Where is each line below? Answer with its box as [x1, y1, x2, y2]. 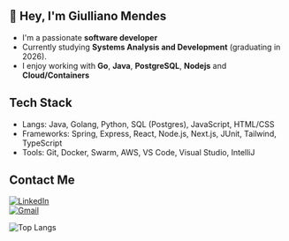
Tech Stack [9, 95, 72, 110]
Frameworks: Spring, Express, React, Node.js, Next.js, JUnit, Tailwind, [21, 128, 277, 139]
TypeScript [21, 138, 63, 148]
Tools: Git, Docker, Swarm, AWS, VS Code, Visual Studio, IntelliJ [21, 147, 255, 157]
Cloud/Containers [21, 70, 90, 80]
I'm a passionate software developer [21, 32, 158, 42]
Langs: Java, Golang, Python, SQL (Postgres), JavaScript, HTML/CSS [21, 118, 275, 129]
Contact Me [9, 173, 75, 188]
